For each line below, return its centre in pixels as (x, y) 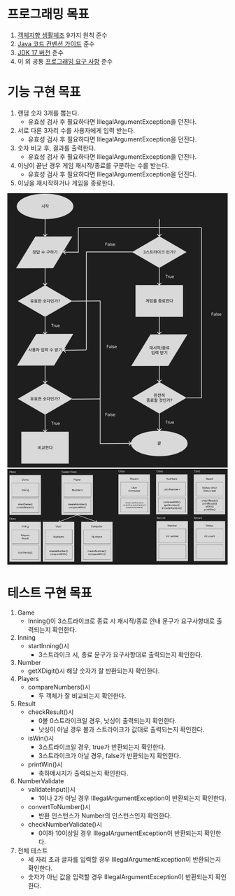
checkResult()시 (51, 712)
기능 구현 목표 (44, 92)
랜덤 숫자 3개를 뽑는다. (48, 113)
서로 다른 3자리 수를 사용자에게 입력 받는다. (76, 130)
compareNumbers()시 (59, 687)
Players (28, 679)
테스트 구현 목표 (50, 593)
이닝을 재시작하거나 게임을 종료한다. (66, 183)
